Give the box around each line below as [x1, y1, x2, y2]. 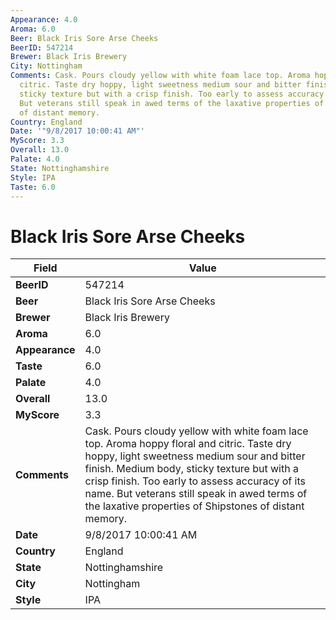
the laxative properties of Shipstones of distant [84, 499, 305, 513]
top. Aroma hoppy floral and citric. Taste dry [84, 437, 292, 451]
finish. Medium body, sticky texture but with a [84, 462, 299, 476]
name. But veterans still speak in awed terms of [84, 487, 308, 501]
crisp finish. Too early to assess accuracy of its [84, 474, 306, 488]
